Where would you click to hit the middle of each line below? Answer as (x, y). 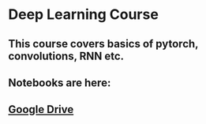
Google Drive (41, 109)
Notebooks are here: (60, 83)
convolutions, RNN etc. (66, 56)
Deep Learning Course (84, 15)
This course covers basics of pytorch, (103, 44)
